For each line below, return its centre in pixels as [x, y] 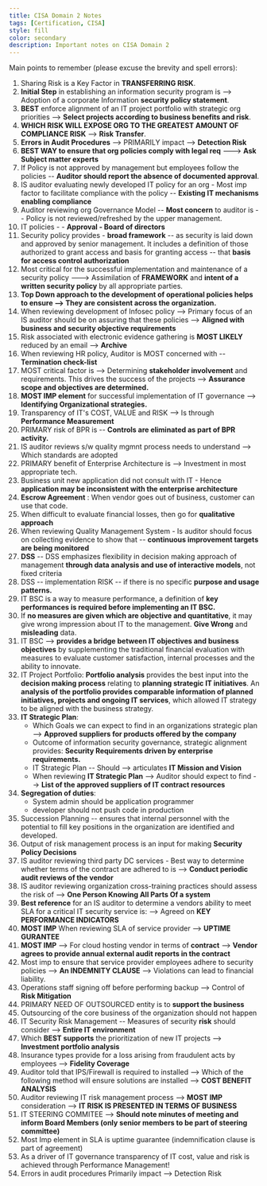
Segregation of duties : [58, 793]
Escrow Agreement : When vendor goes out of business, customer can [137, 497]
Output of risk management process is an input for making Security [132, 844]
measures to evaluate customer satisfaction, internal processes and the [137, 658]
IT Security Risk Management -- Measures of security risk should [128, 1021]
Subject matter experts [59, 159]
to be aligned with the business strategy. [87, 709]
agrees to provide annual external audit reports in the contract [126, 954]
